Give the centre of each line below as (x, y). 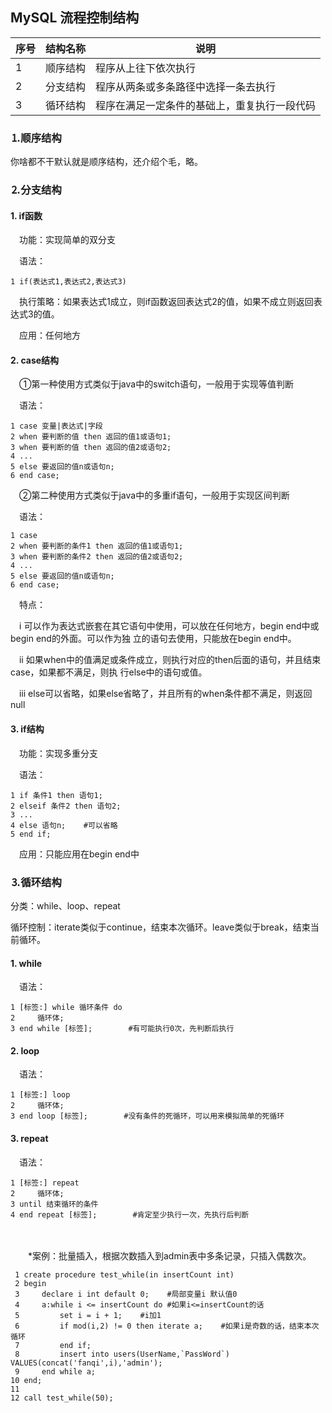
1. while (26, 963)
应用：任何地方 (49, 335)
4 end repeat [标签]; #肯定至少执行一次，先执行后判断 (130, 1214)
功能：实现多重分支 (58, 753)
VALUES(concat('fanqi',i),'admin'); (86, 1363)
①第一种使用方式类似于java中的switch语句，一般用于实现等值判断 (156, 384)
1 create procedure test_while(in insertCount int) (124, 1274)
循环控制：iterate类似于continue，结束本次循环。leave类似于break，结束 (160, 927)
